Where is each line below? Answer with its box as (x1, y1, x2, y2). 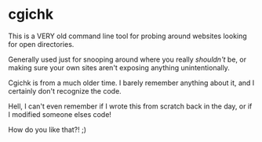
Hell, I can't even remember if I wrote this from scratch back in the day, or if (8, 101, 253, 111)
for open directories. (8, 39, 75, 48)
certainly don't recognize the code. (8, 86, 122, 95)
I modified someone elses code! (8, 109, 112, 119)
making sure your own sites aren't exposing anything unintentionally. (8, 62, 230, 72)
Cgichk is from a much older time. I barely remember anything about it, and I (8, 78, 255, 87)
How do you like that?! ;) (8, 125, 87, 134)
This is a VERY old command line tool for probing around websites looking (8, 31, 247, 41)
